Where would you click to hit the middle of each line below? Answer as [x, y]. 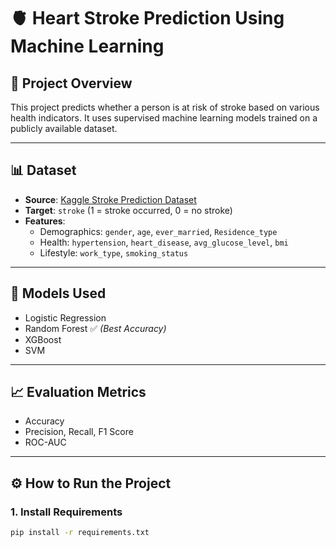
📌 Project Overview [71, 83]
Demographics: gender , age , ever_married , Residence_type [158, 231]
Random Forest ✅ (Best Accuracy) [95, 328]
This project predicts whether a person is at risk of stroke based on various [165, 107]
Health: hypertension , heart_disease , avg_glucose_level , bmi [164, 242]
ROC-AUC [45, 442]
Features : [45, 221]
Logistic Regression [65, 317]
